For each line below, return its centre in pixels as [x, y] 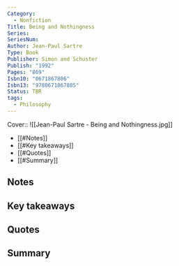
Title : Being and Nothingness [51, 27]
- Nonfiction [32, 20]
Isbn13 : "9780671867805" [43, 85]
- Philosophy [32, 105]
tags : [15, 98]
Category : [22, 14]
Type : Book [23, 53]
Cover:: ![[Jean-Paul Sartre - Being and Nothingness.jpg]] [90, 124]
